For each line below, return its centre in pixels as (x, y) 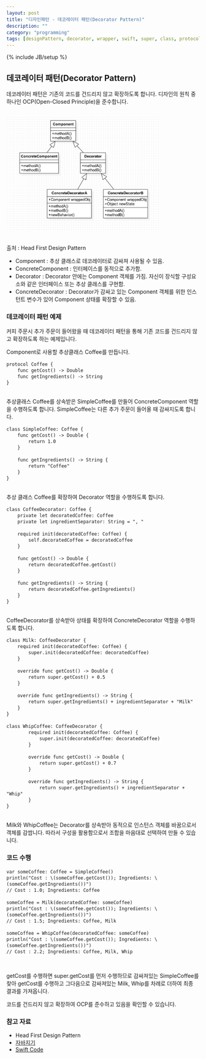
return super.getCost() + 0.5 (67, 678)
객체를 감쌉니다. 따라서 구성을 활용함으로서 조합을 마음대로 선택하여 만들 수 (96, 833)
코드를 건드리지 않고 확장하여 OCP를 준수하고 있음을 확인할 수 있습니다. (91, 1004)
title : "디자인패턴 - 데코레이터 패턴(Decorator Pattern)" (76, 19)
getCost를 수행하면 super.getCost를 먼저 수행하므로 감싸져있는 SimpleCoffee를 (103, 975)
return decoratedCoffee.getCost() (72, 565)
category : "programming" (38, 33)
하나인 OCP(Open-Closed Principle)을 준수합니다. (67, 101)
